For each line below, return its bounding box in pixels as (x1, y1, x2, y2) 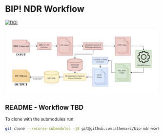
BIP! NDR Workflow (5, 3, 84, 15)
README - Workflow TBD (5, 103, 84, 112)
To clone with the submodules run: (5, 116, 75, 122)
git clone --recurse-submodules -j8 (5, 126, 80, 131)
